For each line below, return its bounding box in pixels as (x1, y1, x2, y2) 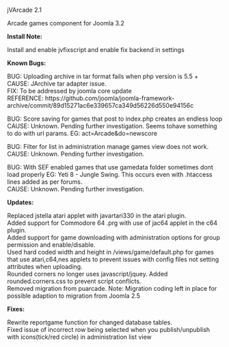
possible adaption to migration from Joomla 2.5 (7, 291, 141, 300)
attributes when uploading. (7, 263, 83, 270)
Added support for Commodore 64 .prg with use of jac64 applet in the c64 (7, 219, 217, 227)
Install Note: (7, 32, 42, 40)
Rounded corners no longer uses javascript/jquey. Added (7, 270, 168, 278)
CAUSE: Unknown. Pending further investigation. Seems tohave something (7, 122, 217, 130)
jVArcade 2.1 (7, 6, 42, 14)
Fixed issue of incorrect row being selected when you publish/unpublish (7, 326, 211, 333)
